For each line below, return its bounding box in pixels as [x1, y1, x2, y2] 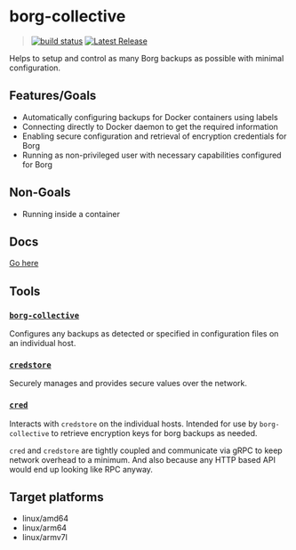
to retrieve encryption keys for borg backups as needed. [51, 427, 258, 438]
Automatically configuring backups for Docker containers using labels [21, 111, 278, 122]
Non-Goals [9, 185, 71, 200]
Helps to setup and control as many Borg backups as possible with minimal [9, 53, 284, 63]
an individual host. [9, 338, 76, 349]
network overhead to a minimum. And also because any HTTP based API [9, 454, 276, 465]
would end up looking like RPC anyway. [9, 464, 154, 474]
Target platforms [9, 489, 104, 505]
